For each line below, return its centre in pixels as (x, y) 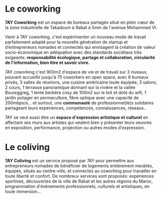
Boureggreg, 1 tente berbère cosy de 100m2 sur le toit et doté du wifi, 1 (76, 92)
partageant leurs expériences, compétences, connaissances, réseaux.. (76, 108)
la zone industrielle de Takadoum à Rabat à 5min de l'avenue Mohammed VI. (81, 27)
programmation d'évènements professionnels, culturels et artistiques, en (77, 186)
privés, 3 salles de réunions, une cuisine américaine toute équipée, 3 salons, (81, 82)
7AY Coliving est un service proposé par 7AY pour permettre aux (70, 160)
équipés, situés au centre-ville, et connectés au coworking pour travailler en (81, 171)
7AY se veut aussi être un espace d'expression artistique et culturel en (77, 117)
